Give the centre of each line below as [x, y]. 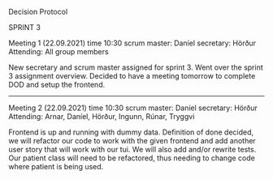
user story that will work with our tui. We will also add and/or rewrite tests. [132, 149]
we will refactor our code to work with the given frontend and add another [132, 141]
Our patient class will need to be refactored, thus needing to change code [132, 158]
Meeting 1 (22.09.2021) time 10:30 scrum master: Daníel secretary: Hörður [132, 43]
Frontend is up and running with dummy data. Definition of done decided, [131, 132]
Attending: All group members [58, 51]
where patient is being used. [56, 166]
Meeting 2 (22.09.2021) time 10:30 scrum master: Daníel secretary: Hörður [133, 108]
